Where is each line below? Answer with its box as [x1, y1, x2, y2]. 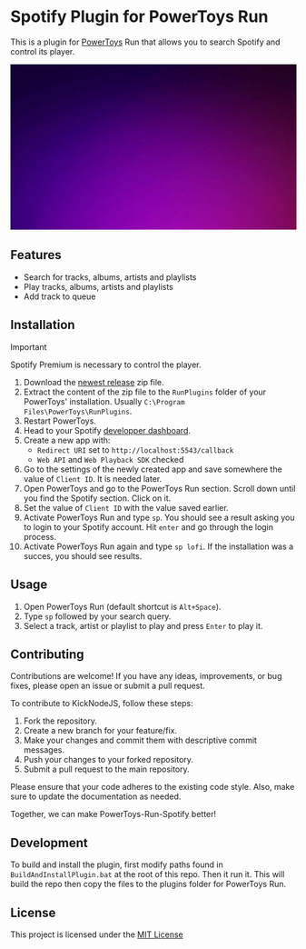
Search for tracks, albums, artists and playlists [23, 271, 197, 283]
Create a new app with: [23, 435, 111, 445]
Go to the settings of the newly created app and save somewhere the [23, 464, 282, 474]
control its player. [10, 45, 75, 56]
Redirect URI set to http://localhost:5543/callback [36, 444, 234, 455]
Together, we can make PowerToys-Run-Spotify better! [10, 809, 217, 820]
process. [23, 531, 57, 542]
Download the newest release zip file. [23, 376, 164, 387]
